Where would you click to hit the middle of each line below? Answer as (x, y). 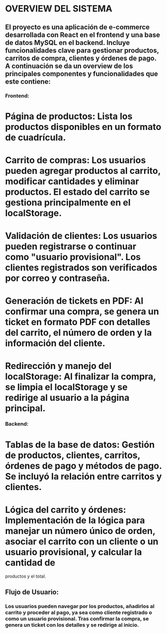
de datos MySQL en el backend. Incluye (68, 43)
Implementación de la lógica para (75, 520)
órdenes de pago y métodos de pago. (83, 466)
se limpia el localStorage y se (66, 387)
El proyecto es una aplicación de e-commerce (78, 27)
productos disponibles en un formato (83, 127)
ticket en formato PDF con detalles (78, 322)
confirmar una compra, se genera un (82, 312)
